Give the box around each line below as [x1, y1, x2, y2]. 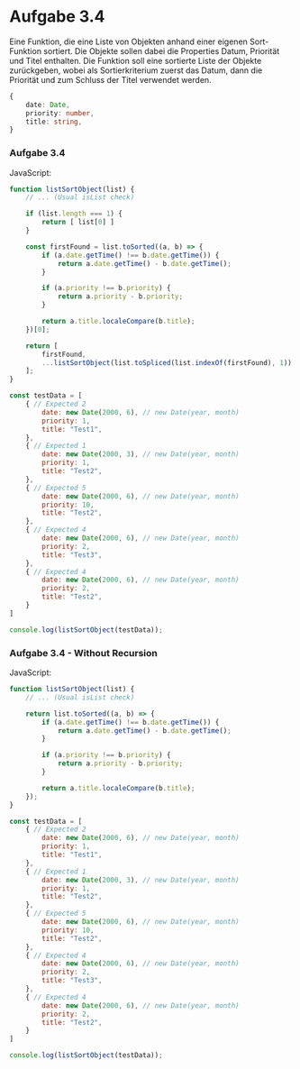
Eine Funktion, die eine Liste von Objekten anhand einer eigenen [9, 36, 248, 47]
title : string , [25, 117, 83, 126]
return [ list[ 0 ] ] [41, 218, 115, 227]
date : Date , [25, 100, 70, 109]
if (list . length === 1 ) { [25, 209, 123, 218]
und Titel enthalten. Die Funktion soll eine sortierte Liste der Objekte [9, 55, 262, 66]
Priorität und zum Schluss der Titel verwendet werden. [9, 74, 212, 85]
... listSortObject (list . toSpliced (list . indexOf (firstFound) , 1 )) [41, 358, 293, 367]
